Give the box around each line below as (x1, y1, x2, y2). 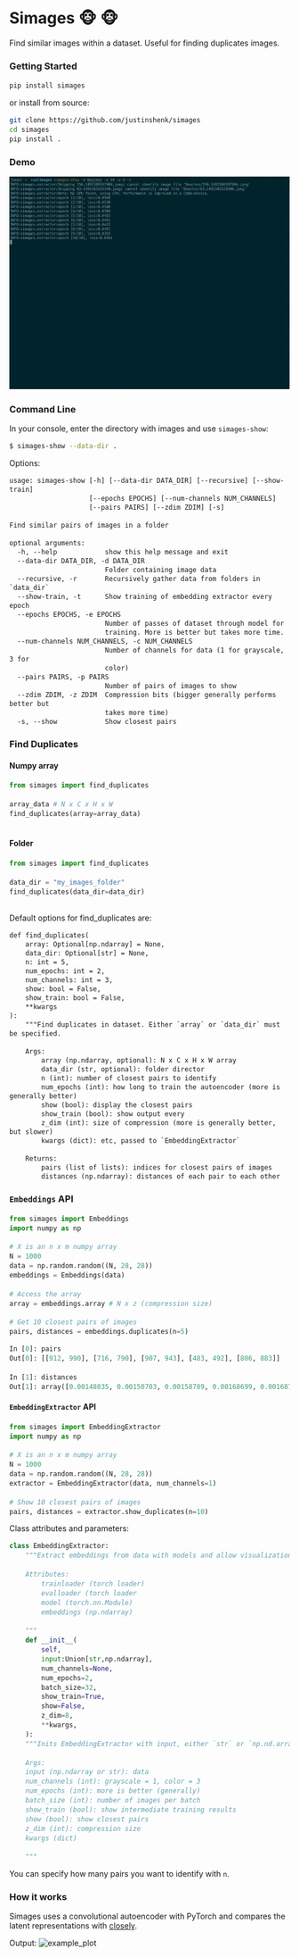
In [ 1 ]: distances (9, 1372, 77, 1382)
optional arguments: (9, 539, 86, 548)
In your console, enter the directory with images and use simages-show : (9, 423, 269, 434)
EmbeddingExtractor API (9, 1402, 96, 1412)
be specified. (9, 1029, 62, 1038)
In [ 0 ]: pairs (9, 1345, 62, 1353)
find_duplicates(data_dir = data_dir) (9, 887, 145, 896)
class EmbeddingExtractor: (9, 1542, 109, 1551)
